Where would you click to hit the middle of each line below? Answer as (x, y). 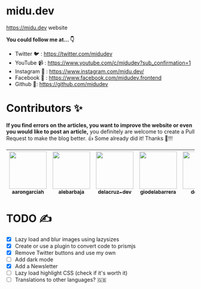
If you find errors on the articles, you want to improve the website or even (99, 125)
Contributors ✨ (44, 108)
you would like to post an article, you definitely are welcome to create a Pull (100, 131)
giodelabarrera (158, 192)
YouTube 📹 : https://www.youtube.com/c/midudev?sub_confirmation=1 (103, 63)
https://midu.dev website (37, 28)
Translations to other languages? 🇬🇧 (60, 280)
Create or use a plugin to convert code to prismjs (75, 246)
